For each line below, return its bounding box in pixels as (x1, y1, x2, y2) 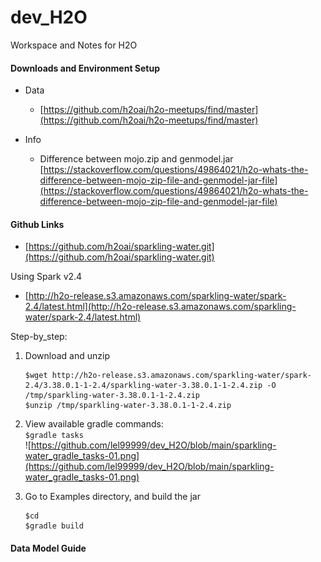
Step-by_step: (10, 331, 68, 343)
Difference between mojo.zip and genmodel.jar (39, 153, 234, 165)
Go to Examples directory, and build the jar (24, 491, 201, 503)
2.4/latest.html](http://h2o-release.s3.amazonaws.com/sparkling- (24, 301, 297, 313)
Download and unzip (24, 350, 110, 362)
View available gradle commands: (24, 418, 165, 430)
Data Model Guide (10, 542, 87, 554)
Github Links (10, 218, 65, 230)
